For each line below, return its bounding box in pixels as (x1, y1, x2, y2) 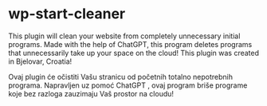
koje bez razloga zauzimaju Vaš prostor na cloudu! (8, 88, 174, 98)
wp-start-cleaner (8, 5, 126, 23)
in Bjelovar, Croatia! (8, 57, 73, 66)
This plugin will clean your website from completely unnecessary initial (8, 31, 241, 41)
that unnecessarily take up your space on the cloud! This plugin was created (8, 48, 260, 57)
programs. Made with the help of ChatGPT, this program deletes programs (8, 39, 253, 49)
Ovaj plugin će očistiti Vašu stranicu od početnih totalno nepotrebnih (8, 72, 234, 81)
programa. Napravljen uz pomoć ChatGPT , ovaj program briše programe (8, 80, 248, 90)
